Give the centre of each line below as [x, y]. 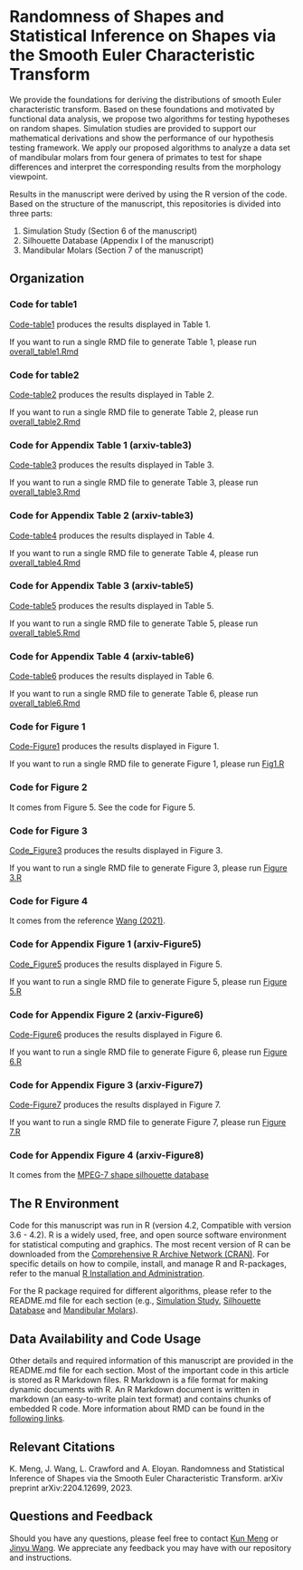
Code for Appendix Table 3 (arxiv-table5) [102, 586]
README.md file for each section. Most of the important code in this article [149, 1371]
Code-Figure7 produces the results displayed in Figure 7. [115, 1105]
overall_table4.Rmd [45, 563]
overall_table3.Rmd [45, 492]
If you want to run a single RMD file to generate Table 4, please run [134, 553]
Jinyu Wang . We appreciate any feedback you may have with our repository [151, 1547]
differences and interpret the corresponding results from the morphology [146, 167]
